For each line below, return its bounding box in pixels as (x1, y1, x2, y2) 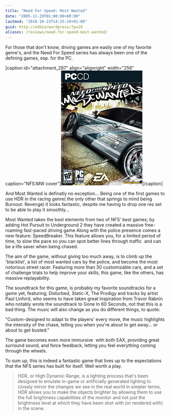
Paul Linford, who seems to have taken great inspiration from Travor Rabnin (5, 295, 163, 302)
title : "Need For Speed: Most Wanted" (5, 8, 87, 13)
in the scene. (17, 405, 45, 411)
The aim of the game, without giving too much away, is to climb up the (5, 253, 152, 259)
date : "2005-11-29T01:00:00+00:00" (5, 13, 81, 19)
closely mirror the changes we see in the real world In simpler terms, (17, 384, 161, 390)
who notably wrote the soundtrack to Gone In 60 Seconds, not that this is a (5, 301, 162, 307)
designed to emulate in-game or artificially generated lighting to (17, 378, 151, 384)
